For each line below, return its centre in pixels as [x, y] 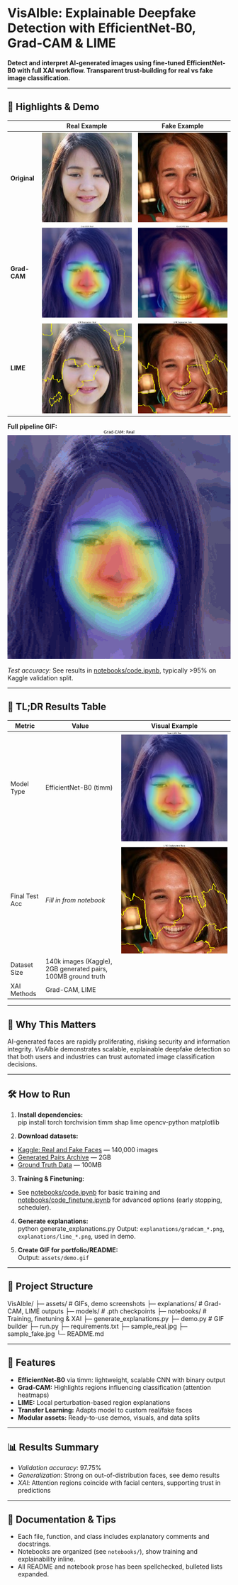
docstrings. [34, 1544]
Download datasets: [48, 1136]
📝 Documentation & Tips [62, 1519]
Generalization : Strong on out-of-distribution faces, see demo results [119, 1475]
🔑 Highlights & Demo [53, 107]
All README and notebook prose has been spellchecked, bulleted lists [120, 1567]
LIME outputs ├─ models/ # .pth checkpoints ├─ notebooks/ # [116, 1311]
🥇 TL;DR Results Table [57, 707]
